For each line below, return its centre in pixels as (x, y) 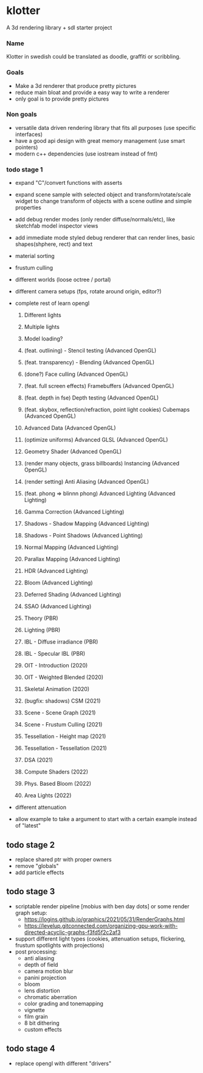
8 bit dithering (42, 1023)
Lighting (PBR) (42, 630)
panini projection (45, 977)
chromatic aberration (50, 997)
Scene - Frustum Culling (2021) (63, 725)
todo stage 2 (31, 845)
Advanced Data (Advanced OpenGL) (70, 428)
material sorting (35, 256)
